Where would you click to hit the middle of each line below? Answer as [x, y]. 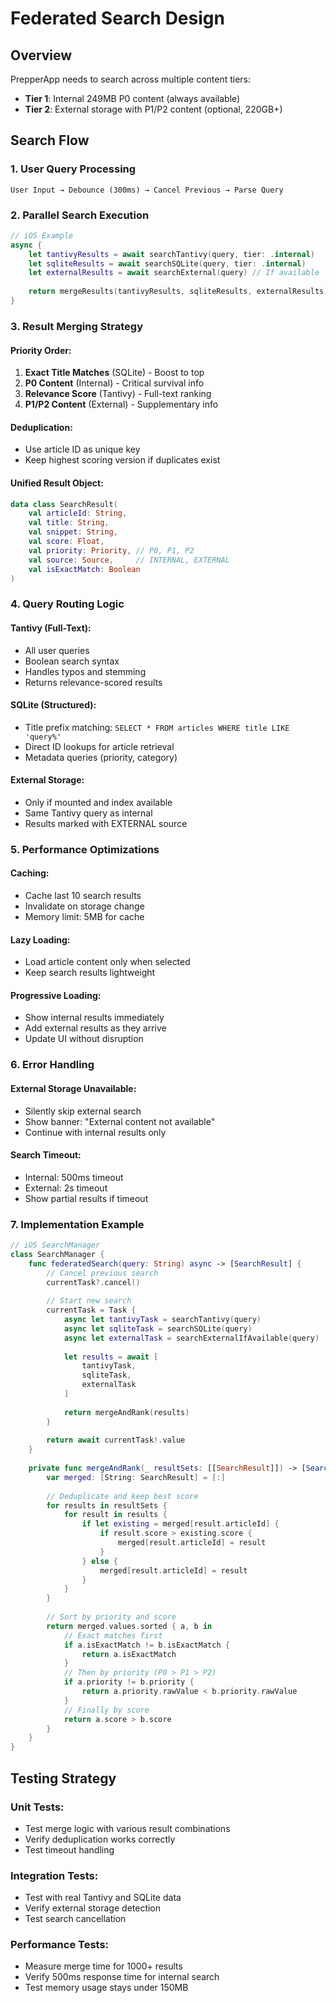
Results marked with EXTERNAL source [106, 823]
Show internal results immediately [94, 1018]
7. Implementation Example [77, 1224]
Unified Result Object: [57, 483]
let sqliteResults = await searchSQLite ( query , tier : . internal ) [167, 263]
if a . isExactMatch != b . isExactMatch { [146, 1645]
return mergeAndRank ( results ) [126, 1412]
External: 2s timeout [66, 1188]
